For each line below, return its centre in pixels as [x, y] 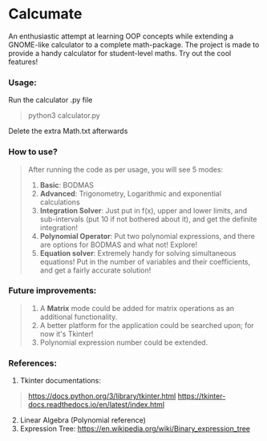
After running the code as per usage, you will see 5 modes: [125, 169]
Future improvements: [53, 291]
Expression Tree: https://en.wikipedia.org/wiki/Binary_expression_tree [135, 429]
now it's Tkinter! [67, 334]
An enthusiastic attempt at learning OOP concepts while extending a [121, 36]
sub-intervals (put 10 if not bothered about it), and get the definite [148, 219]
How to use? [33, 152]
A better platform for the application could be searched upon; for [147, 325]
